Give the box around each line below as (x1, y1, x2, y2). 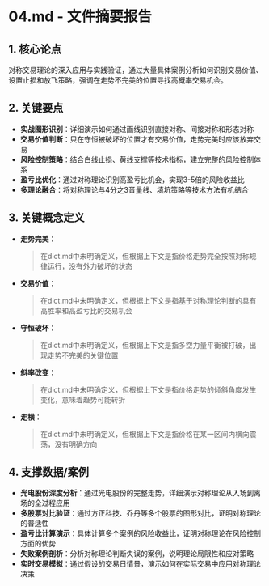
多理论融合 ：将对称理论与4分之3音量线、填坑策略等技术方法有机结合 (19, 185, 249, 194)
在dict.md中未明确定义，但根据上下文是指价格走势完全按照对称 (40, 251, 250, 261)
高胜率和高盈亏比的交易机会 (40, 305, 133, 316)
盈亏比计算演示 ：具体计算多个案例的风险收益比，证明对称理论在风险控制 (19, 529, 261, 538)
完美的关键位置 (68, 350, 119, 360)
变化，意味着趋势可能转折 (40, 394, 126, 405)
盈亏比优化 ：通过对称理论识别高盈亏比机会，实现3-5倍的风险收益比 (19, 175, 245, 185)
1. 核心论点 (8, 42, 62, 56)
